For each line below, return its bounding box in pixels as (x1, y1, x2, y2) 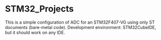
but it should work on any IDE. (5, 29, 65, 35)
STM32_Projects (5, 3, 74, 14)
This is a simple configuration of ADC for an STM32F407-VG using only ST (5, 19, 155, 25)
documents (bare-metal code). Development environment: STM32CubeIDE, (5, 24, 157, 30)
